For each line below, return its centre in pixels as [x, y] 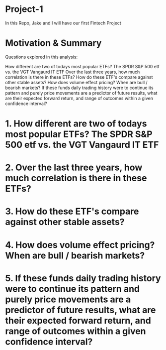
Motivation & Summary [53, 43]
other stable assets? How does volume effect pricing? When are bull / [76, 82]
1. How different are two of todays [76, 124]
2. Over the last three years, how [74, 168]
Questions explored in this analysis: [41, 57]
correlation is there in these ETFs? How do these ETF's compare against [79, 77]
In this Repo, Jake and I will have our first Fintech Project [63, 23]
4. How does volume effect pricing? [80, 245]
